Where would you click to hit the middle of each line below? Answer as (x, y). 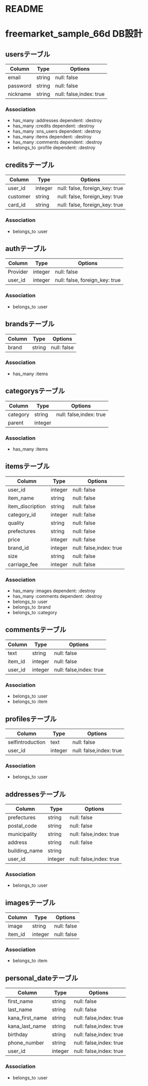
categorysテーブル (35, 391)
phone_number (26, 1043)
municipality (22, 834)
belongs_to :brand (32, 607)
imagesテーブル (31, 902)
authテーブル (26, 248)
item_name (21, 498)
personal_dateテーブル (42, 978)
